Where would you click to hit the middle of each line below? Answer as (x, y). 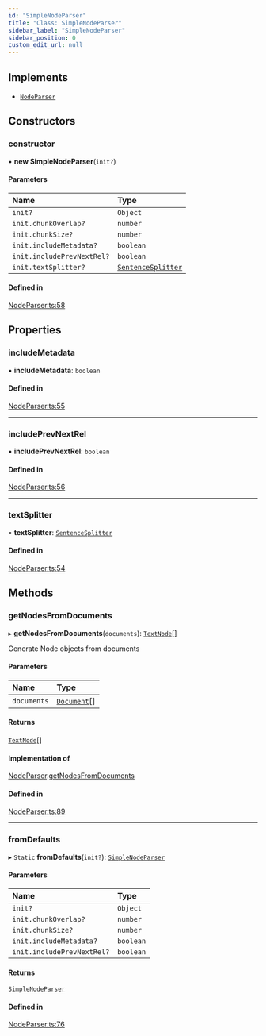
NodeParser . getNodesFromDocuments (71, 776)
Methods (31, 593)
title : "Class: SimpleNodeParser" (65, 23)
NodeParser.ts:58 (37, 306)
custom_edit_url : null (46, 45)
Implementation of (39, 758)
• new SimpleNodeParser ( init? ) (62, 161)
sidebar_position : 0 (42, 38)
